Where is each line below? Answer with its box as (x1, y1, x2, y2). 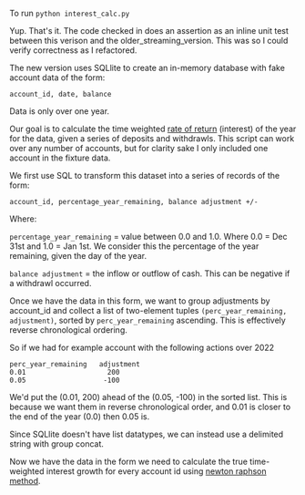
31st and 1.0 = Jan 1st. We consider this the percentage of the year (9, 241, 259, 252)
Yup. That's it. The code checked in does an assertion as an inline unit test (9, 26, 290, 36)
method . (9, 476, 41, 486)
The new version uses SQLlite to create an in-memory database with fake (9, 63, 285, 73)
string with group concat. (9, 438, 105, 449)
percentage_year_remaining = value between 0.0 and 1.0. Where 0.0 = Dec (9, 232, 288, 242)
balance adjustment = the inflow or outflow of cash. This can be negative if (9, 268, 290, 279)
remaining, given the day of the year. (9, 251, 147, 261)
